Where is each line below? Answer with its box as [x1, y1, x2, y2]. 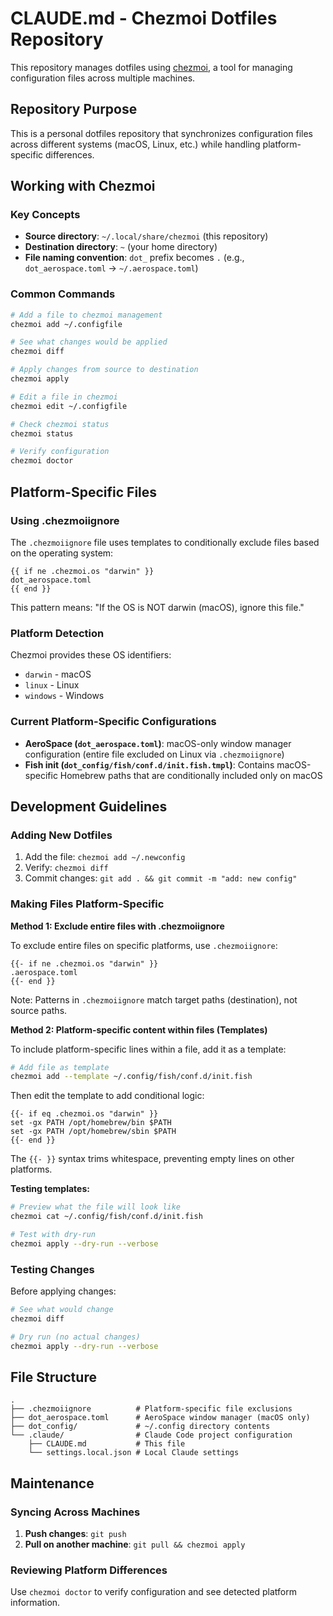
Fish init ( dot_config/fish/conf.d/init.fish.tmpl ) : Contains [24, 758, 275, 771]
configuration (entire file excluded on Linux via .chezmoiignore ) [24, 748, 285, 760]
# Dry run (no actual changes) [10, 1332, 141, 1342]
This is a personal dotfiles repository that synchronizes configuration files [10, 127, 314, 139]
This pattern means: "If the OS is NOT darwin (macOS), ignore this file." [10, 601, 305, 613]
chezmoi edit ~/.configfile [10, 401, 128, 411]
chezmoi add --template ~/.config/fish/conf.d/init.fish [10, 1072, 253, 1082]
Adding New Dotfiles [10, 828, 113, 842]
